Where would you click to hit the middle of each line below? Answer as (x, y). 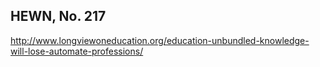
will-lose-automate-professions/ (77, 51)
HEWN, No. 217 (58, 16)
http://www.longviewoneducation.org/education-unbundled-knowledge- (160, 40)
